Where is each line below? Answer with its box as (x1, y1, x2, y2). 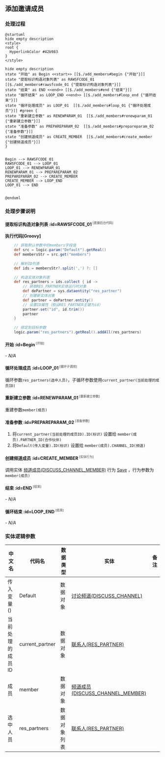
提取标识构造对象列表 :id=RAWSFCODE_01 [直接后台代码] (5, 221, 114, 227)
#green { (19, 108, 38, 113)
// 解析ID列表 (14, 261, 40, 266)
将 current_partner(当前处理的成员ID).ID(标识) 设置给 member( (12, 431, 134, 437)
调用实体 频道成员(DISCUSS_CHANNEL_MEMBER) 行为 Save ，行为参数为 (5, 467, 154, 473)
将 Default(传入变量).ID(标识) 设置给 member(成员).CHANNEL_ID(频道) (12, 443, 146, 449)
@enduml (5, 196, 21, 200)
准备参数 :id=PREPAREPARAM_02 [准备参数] (5, 419, 90, 425)
